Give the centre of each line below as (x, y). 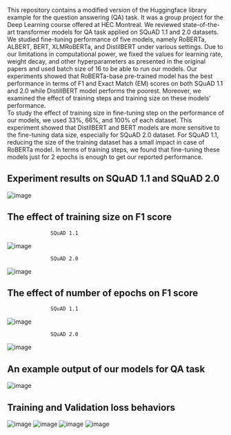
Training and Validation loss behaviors (91, 407)
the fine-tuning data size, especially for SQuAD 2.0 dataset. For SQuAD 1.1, (113, 135)
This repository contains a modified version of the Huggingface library (107, 10)
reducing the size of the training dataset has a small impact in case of (106, 142)
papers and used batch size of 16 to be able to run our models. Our (102, 69)
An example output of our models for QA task (106, 369)
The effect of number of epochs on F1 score (103, 293)
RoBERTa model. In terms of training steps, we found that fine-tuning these (114, 149)
